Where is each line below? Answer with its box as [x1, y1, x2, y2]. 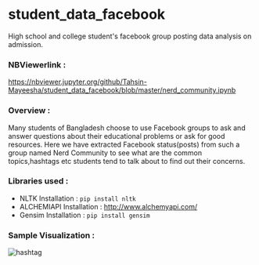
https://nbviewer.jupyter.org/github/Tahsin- [8, 77, 147, 87]
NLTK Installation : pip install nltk [19, 194, 136, 203]
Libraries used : [8, 176, 69, 187]
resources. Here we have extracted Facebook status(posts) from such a [8, 140, 240, 149]
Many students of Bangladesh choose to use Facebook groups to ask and [8, 123, 246, 132]
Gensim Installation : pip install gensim [19, 210, 150, 220]
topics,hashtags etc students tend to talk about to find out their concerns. [8, 156, 246, 165]
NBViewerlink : [8, 59, 67, 70]
